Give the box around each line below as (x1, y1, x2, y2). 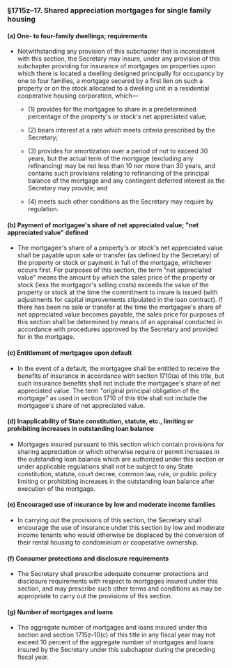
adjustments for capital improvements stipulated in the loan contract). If (17, 296, 223, 304)
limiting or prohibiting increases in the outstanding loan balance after (17, 477, 215, 485)
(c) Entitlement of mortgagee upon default (7, 348, 132, 357)
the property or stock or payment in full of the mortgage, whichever (17, 259, 212, 267)
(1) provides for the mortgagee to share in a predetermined (27, 105, 196, 114)
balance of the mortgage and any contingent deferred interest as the (27, 176, 225, 185)
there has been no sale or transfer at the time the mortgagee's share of (17, 303, 222, 312)
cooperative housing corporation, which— (17, 91, 139, 100)
